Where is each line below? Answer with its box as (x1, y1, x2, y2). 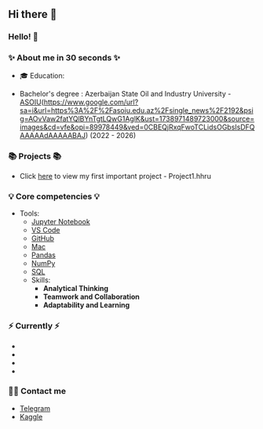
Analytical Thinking (42, 284, 108, 293)
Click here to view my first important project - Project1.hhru (19, 171, 212, 180)
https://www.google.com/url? (43, 97, 139, 107)
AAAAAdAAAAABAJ (19, 130, 86, 140)
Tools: (19, 209, 40, 218)
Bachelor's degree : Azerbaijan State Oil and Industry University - (19, 89, 232, 98)
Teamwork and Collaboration (42, 292, 140, 302)
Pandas (31, 250, 57, 260)
